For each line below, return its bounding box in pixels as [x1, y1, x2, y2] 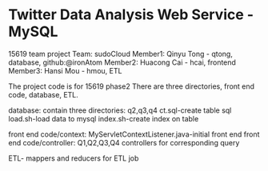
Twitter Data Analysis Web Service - [8, 6, 254, 24]
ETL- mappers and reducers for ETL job [8, 153, 139, 163]
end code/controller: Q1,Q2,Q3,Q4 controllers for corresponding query [8, 137, 240, 147]
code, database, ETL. [8, 89, 78, 99]
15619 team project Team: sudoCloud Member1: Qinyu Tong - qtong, [8, 49, 234, 58]
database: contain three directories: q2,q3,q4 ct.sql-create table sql [8, 105, 232, 115]
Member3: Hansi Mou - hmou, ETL [8, 66, 122, 75]
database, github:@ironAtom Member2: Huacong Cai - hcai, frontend [8, 58, 236, 67]
